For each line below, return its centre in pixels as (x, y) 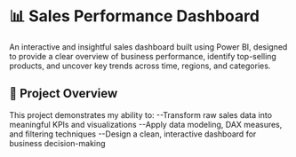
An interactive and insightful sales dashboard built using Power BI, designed (148, 47)
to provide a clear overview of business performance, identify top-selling (143, 56)
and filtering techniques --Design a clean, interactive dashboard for (133, 134)
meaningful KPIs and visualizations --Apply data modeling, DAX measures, (146, 124)
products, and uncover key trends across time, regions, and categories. (140, 66)
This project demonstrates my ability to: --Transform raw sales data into (141, 114)
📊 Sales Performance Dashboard (135, 16)
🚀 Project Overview (64, 94)
